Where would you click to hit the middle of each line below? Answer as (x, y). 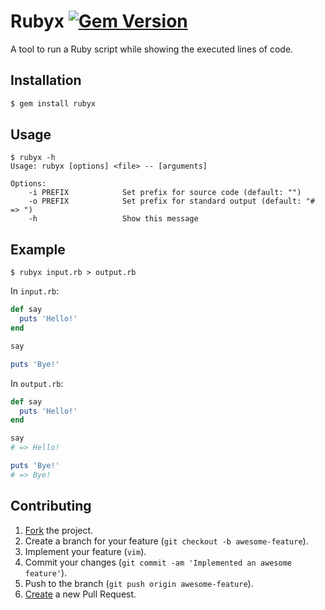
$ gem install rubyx (53, 103)
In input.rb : (35, 291)
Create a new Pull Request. (80, 594)
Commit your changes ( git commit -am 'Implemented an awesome (158, 562)
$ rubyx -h (33, 158)
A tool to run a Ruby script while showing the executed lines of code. (152, 49)
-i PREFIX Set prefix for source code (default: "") (165, 193)
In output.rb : (37, 383)
